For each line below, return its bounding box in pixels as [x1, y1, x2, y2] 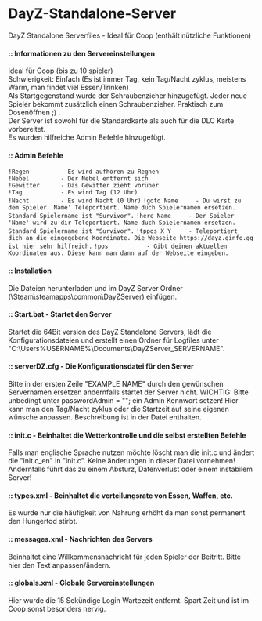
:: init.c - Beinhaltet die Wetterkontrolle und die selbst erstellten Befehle [8, 430, 246, 440]
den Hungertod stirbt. [8, 517, 78, 526]
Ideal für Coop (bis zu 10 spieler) [8, 66, 113, 75]
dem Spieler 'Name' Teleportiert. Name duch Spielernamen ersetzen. [8, 204, 236, 212]
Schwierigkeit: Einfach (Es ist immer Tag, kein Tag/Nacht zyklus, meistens [8, 74, 246, 84]
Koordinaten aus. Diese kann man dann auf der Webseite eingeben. [8, 249, 229, 257]
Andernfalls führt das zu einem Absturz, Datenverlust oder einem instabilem [8, 464, 253, 474]
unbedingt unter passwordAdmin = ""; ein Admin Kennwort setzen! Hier [8, 395, 239, 405]
